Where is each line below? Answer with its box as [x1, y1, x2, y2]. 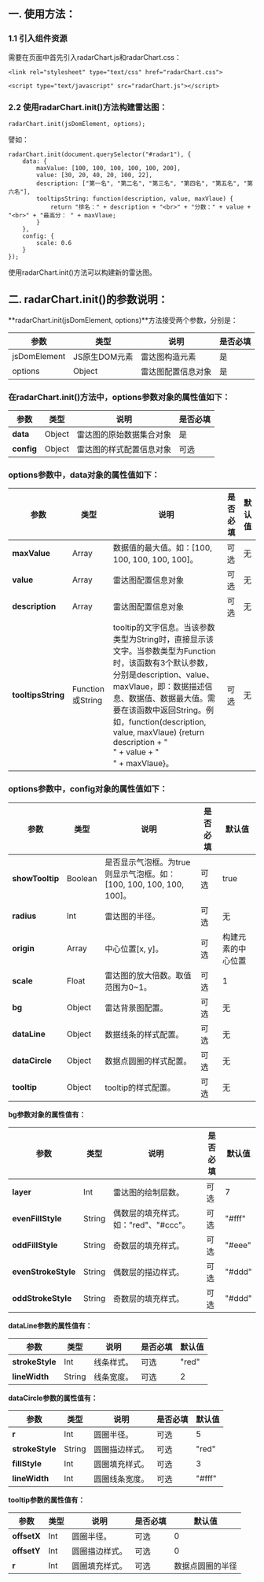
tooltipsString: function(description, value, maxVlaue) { [36, 195, 234, 202]
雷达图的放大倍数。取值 [104, 969, 192, 980]
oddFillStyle [12, 1239, 58, 1250]
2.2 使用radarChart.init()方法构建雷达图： [8, 102, 167, 113]
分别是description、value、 [112, 669, 214, 680]
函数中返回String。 [136, 705, 207, 716]
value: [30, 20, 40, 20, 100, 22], [36, 171, 153, 179]
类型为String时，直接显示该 [112, 634, 214, 645]
